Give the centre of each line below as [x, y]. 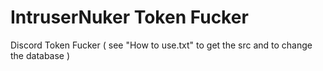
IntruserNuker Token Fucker [129, 17]
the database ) [40, 55]
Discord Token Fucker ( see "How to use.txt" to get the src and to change [161, 45]
